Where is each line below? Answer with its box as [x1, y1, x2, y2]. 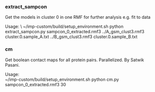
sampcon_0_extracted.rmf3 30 [5, 81, 66, 87]
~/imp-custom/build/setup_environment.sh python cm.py [5, 76, 119, 82]
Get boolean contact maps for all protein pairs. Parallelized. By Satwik [5, 57, 144, 63]
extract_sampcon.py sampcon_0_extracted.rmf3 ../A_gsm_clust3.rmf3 [5, 29, 144, 35]
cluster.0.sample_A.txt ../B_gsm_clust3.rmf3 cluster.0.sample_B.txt [5, 34, 138, 39]
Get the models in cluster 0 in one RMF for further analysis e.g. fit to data [5, 14, 151, 20]
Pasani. [5, 62, 20, 68]
